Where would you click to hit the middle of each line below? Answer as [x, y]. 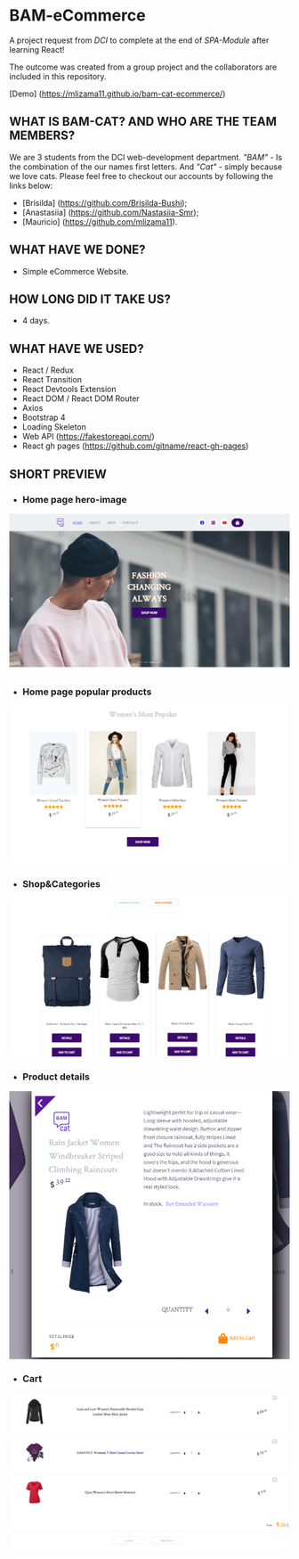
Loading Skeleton [54, 427]
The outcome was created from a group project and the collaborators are [143, 67]
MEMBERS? [42, 136]
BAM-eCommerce [77, 16]
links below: [31, 185]
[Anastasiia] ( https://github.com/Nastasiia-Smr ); [110, 212]
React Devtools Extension [69, 390]
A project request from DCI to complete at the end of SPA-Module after [139, 40]
